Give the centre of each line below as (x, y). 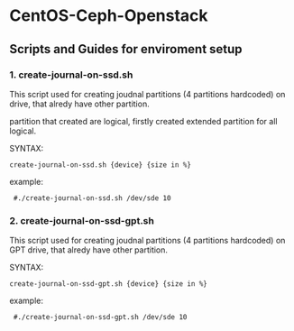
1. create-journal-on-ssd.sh (71, 75)
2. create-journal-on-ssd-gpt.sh (82, 220)
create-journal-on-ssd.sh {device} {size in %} (101, 165)
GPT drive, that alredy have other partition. (89, 250)
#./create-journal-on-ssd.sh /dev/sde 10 (92, 198)
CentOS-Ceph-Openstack (109, 16)
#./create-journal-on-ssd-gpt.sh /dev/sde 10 (100, 317)
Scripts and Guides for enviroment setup (126, 49)
